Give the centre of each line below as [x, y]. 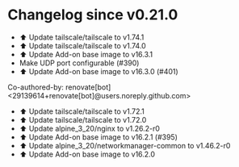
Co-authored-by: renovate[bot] [59, 87]
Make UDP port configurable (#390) [79, 63]
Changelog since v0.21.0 [93, 15]
